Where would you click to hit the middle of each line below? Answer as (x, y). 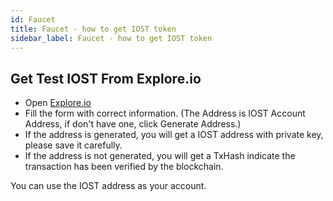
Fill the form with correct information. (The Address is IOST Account (165, 113)
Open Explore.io (58, 103)
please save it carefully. (73, 145)
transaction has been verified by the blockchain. (124, 167)
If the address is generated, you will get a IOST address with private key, (174, 135)
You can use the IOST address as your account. (108, 186)
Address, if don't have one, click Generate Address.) (133, 124)
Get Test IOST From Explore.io (106, 78)
